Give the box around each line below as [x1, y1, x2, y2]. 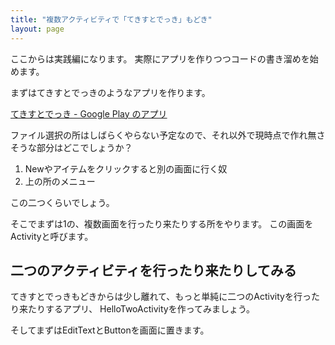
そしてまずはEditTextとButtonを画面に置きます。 [10, 324, 210, 336]
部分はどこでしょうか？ [36, 141, 133, 153]
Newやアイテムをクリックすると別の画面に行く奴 [24, 162, 228, 175]
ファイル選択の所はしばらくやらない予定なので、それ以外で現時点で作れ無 [10, 129, 317, 141]
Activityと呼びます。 [10, 230, 94, 242]
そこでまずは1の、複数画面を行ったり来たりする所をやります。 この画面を [10, 217, 314, 230]
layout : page [10, 24, 65, 34]
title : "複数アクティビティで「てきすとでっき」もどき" [10, 14, 213, 25]
